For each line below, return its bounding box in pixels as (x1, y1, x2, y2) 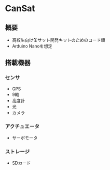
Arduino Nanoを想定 (12, 43, 53, 49)
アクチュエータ (5, 123, 40, 130)
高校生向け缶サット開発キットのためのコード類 (12, 37, 105, 43)
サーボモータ (12, 135, 38, 140)
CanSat (5, 3, 35, 14)
